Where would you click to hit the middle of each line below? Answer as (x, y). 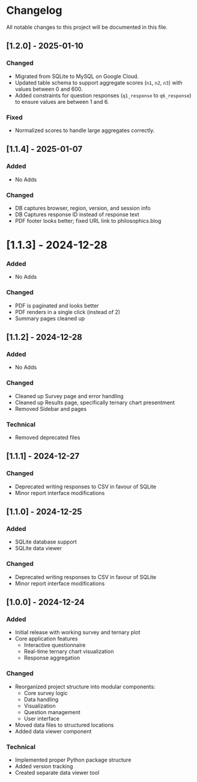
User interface (42, 718)
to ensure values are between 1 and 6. (62, 102)
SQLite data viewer (38, 548)
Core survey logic (46, 693)
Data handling (41, 699)
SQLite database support (46, 542)
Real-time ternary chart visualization (69, 652)
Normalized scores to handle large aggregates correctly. (85, 130)
